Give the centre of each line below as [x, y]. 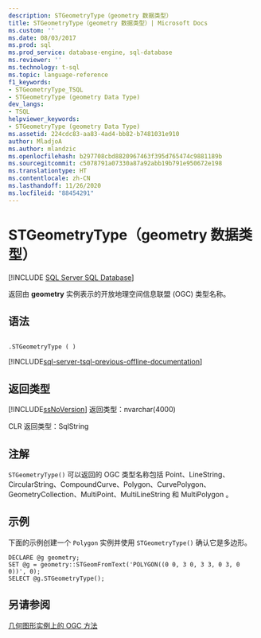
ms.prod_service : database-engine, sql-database [90, 53]
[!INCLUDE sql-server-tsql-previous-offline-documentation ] [105, 362]
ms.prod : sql [30, 45]
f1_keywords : [30, 82]
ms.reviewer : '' [35, 60]
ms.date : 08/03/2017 [43, 38]
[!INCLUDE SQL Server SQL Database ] [71, 277]
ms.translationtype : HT [48, 171]
